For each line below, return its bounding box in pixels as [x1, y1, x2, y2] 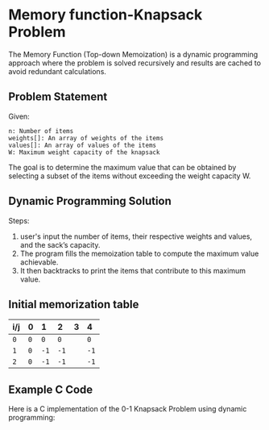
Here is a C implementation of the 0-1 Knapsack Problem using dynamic [8, 404, 247, 414]
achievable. [19, 257, 59, 267]
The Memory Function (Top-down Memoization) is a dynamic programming [8, 49, 259, 59]
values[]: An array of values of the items [8, 141, 157, 149]
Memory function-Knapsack [8, 6, 203, 24]
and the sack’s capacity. [19, 240, 101, 249]
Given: [8, 111, 30, 121]
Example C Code [8, 382, 93, 396]
